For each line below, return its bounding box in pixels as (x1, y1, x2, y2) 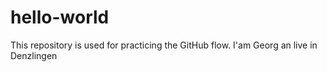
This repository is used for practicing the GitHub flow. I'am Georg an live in (10, 39, 318, 51)
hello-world (10, 6, 110, 29)
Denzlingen (10, 49, 58, 61)
